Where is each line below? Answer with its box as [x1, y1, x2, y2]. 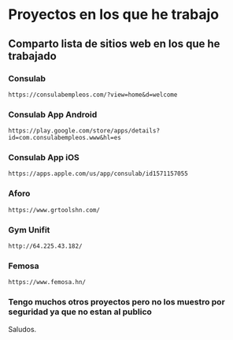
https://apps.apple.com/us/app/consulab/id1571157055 [8, 170, 189, 178]
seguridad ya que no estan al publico [8, 306, 152, 317]
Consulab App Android [8, 109, 98, 120]
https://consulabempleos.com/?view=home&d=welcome [8, 91, 178, 99]
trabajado [8, 49, 57, 62]
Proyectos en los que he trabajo [8, 6, 219, 24]
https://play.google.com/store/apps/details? [8, 127, 160, 135]
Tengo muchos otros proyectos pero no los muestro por [8, 297, 226, 308]
